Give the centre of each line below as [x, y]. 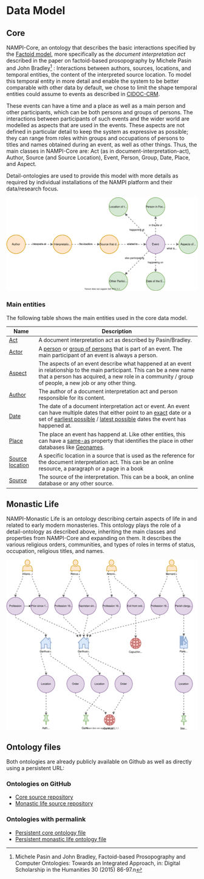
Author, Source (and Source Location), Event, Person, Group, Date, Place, [98, 157]
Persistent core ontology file [50, 832]
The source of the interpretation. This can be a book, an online [116, 477]
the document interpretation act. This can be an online [106, 462]
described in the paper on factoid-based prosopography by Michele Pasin [99, 61]
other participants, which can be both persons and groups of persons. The [100, 112]
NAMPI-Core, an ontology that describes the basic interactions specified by [101, 47]
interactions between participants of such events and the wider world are [98, 119]
